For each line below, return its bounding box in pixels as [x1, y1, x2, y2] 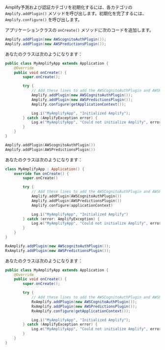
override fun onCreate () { [14, 171, 69, 176]
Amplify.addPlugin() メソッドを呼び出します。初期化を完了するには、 [5, 10, 147, 16]
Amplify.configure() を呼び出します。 [5, 17, 82, 22]
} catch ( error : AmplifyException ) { [23, 216, 100, 221]
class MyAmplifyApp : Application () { [5, 167, 84, 172]
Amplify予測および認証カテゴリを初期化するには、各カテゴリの [5, 4, 133, 10]
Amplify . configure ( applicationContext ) [31, 203, 113, 208]
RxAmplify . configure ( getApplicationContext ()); [31, 309, 131, 314]
